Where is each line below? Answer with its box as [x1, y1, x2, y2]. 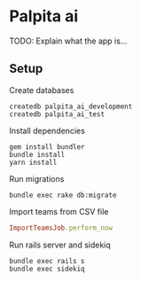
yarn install [9, 158, 58, 167]
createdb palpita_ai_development [9, 102, 133, 111]
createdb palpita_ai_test [9, 109, 105, 119]
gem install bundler [9, 142, 86, 152]
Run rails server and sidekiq [9, 239, 111, 250]
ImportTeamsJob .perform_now [9, 223, 114, 232]
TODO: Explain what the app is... [9, 35, 128, 46]
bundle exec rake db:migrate [9, 191, 117, 200]
